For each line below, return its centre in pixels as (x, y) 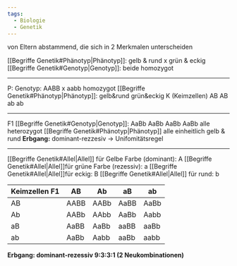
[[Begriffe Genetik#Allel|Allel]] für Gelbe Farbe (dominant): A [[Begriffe (110, 159)
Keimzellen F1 (35, 191)
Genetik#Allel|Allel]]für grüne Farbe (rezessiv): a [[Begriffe (92, 167)
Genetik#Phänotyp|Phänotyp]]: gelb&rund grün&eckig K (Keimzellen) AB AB (118, 96)
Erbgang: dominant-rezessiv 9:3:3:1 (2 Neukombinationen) (96, 255)
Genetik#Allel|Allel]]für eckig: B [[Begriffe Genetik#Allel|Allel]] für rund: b (114, 174)
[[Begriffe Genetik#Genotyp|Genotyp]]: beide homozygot (91, 68)
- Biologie (30, 20)
